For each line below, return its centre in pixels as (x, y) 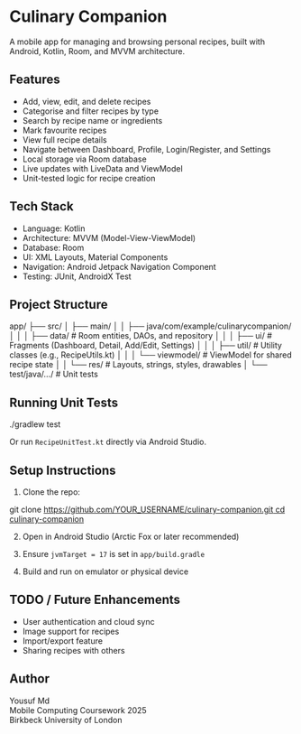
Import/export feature (63, 641)
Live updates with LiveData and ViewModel (102, 168)
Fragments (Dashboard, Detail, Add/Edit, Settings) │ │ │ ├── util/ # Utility (146, 346)
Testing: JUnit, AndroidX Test (77, 276)
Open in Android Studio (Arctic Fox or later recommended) (131, 536)
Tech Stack (41, 206)
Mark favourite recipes (64, 130)
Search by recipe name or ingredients (92, 120)
